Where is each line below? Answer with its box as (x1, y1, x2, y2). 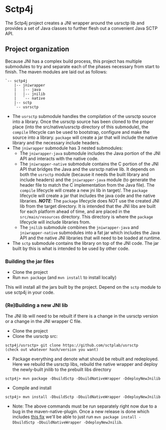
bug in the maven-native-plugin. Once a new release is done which (12, 409, 150, 415)
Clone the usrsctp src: (12, 333, 58, 339)
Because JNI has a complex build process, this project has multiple (5, 58, 142, 64)
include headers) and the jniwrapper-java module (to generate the (19, 177, 156, 183)
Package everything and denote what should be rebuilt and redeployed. (12, 356, 159, 362)
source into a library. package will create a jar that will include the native (12, 134, 158, 140)
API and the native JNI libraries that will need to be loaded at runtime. (19, 235, 162, 241)
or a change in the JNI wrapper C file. (5, 319, 82, 324)
